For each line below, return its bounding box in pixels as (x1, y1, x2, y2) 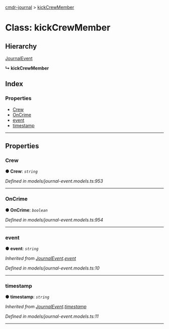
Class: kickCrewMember (5, 22, 111, 33)
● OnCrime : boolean (5, 207, 48, 213)
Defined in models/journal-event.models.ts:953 (5, 178, 103, 184)
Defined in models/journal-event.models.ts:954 (5, 216, 103, 223)
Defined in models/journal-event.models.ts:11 (5, 313, 99, 319)
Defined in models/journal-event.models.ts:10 (5, 265, 100, 271)
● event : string (5, 245, 39, 251)
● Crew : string (5, 169, 38, 175)
